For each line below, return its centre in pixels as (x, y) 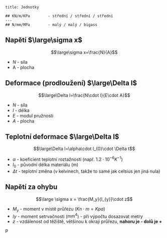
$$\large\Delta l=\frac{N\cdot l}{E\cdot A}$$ (84, 95)
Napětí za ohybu (31, 187)
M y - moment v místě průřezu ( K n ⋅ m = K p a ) (59, 209)
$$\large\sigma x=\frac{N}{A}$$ (84, 52)
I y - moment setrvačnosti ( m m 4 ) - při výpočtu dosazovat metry (77, 216)
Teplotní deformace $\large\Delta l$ (62, 137)
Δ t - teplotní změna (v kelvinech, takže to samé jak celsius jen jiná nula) (86, 171)
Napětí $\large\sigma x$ (44, 40)
